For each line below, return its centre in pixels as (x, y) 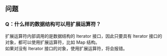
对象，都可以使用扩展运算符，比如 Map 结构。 (52, 42)
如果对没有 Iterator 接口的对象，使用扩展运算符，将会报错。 (66, 48)
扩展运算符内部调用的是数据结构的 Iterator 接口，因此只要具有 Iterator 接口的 (84, 36)
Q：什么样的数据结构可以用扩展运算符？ (53, 24)
